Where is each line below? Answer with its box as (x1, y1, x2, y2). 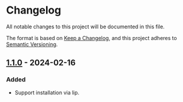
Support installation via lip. (14, 89, 80, 96)
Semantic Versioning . (6, 41, 58, 48)
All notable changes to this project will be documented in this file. (6, 23, 165, 30)
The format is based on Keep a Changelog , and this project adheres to (6, 34, 177, 41)
